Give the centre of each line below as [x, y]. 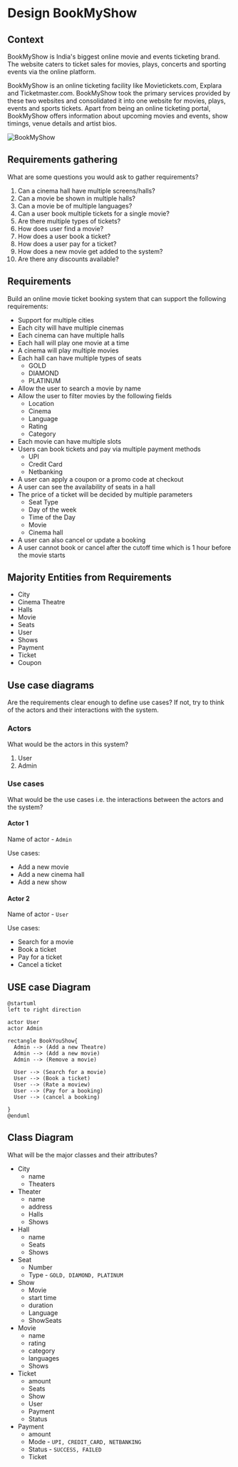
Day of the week [52, 509]
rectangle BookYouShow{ [43, 1041]
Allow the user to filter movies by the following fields [95, 396]
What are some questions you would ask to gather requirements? [103, 177]
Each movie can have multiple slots [69, 441]
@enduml [19, 1116]
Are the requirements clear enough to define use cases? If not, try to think [116, 702]
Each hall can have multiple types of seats [79, 357]
